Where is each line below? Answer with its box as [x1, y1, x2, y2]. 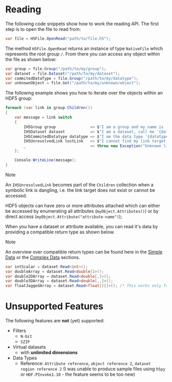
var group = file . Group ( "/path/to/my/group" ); [5, 66, 106, 71]
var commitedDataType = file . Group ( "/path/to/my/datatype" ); [5, 76, 139, 81]
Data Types [12, 355, 37, 361]
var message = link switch [14, 115, 72, 120]
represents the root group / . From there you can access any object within [5, 50, 160, 57]
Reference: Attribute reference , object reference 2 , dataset [20, 360, 151, 367]
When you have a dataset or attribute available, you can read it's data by [5, 223, 158, 229]
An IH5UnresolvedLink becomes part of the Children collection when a [5, 181, 154, 188]
